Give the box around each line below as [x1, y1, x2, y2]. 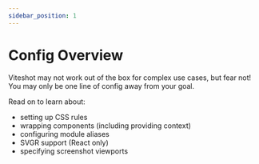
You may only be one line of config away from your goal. [8, 81, 195, 90]
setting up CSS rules [19, 112, 88, 122]
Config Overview [8, 46, 124, 64]
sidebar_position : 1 [8, 11, 78, 20]
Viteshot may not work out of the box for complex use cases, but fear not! [8, 73, 252, 82]
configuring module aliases [19, 129, 110, 138]
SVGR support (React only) [19, 138, 110, 147]
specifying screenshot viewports [19, 146, 129, 156]
